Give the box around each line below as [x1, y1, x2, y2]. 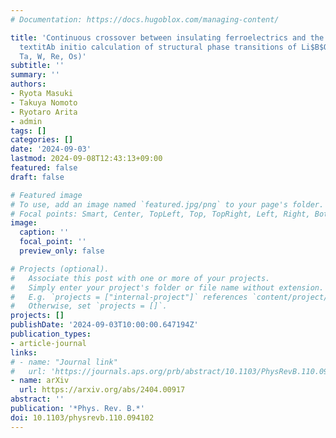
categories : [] [10, 135, 74, 145]
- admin [10, 116, 43, 126]
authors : [10, 79, 47, 90]
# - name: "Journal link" [10, 357, 118, 367]
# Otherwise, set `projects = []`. [10, 301, 168, 311]
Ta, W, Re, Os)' [19, 51, 87, 61]
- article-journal [10, 338, 87, 348]
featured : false [10, 163, 78, 173]
